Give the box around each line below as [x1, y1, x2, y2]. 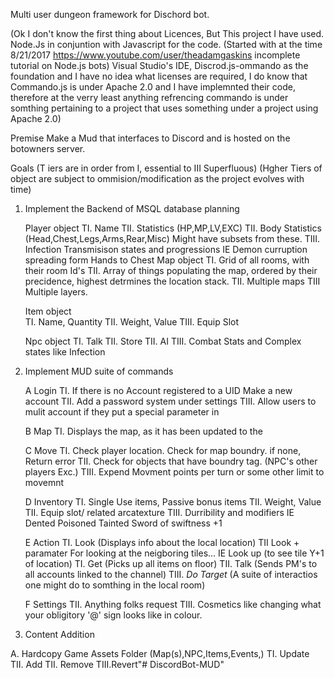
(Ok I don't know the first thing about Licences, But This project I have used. [10, 28, 325, 39]
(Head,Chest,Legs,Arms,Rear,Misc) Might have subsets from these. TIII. [24, 233, 321, 244]
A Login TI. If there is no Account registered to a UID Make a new [24, 385, 293, 396]
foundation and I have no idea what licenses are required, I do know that [10, 70, 308, 82]
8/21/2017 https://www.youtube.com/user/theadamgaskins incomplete [10, 49, 301, 61]
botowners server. [10, 143, 86, 154]
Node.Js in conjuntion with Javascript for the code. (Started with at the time [10, 39, 323, 50]
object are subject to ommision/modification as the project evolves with [10, 173, 305, 184]
